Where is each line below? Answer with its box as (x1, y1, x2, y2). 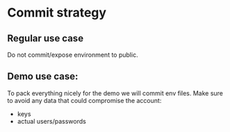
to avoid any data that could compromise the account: (7, 96, 162, 104)
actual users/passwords (17, 117, 87, 125)
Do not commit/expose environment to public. (7, 50, 138, 59)
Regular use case (7, 32, 84, 44)
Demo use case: (7, 70, 79, 82)
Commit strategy (7, 5, 106, 21)
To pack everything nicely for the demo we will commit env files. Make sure (7, 88, 224, 97)
